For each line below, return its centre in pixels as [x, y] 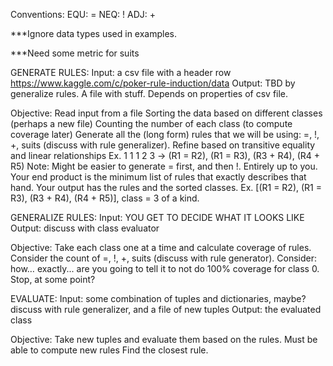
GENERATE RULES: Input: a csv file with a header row [121, 72]
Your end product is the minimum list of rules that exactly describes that [158, 177]
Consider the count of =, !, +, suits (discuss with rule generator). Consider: [164, 258]
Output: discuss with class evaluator [85, 228]
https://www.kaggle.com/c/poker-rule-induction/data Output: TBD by [153, 83]
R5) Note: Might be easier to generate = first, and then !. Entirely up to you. [164, 166]
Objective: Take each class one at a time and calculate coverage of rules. [161, 247]
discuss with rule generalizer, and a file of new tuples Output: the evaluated [166, 309]
